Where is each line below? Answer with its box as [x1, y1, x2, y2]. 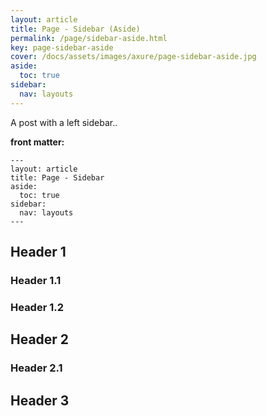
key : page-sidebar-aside [10, 42, 114, 53]
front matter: [10, 136, 65, 148]
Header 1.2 [10, 300, 65, 314]
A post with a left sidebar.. [10, 116, 118, 128]
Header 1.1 [10, 273, 62, 287]
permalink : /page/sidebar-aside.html [10, 33, 168, 43]
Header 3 [10, 392, 70, 409]
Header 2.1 [10, 361, 63, 375]
